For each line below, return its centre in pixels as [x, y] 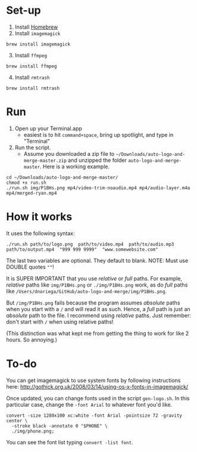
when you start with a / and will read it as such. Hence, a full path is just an [98, 309]
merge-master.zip [45, 161]
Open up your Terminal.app [48, 128]
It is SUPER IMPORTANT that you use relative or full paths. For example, [94, 278]
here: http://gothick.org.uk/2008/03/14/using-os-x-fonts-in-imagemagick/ [97, 386]
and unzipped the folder [97, 160]
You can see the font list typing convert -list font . [70, 442]
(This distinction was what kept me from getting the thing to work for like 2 [98, 333]
